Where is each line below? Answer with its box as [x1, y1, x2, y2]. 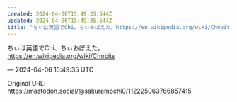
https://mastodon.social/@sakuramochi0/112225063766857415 [7, 86, 192, 96]
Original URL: [7, 79, 46, 88]
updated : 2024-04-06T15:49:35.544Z [7, 17, 112, 24]
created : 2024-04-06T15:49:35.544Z [7, 10, 112, 18]
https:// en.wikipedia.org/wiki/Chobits [7, 52, 115, 60]
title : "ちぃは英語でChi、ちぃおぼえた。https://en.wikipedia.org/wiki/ [7, 23, 212, 30]
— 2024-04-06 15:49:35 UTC [7, 65, 94, 74]
